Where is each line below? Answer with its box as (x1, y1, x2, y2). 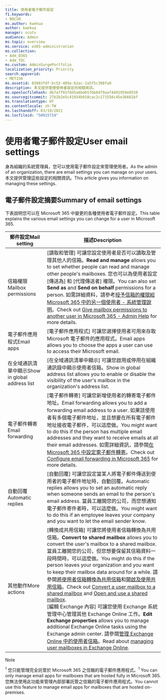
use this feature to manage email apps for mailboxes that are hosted (5, 684, 144, 690)
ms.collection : (5, 48, 37, 53)
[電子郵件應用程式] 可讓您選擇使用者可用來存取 (46, 328, 156, 334)
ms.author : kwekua (5, 21, 43, 26)
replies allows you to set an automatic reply (46, 484, 147, 491)
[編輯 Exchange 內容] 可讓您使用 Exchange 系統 (46, 603, 158, 610)
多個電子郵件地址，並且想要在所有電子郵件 (56, 414, 156, 421)
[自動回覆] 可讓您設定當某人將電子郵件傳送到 (46, 470, 151, 477)
